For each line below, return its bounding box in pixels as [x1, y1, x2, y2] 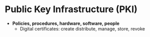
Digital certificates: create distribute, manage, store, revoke [19, 25, 145, 31]
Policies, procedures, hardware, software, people [12, 20, 120, 26]
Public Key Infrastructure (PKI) [5, 4, 138, 15]
